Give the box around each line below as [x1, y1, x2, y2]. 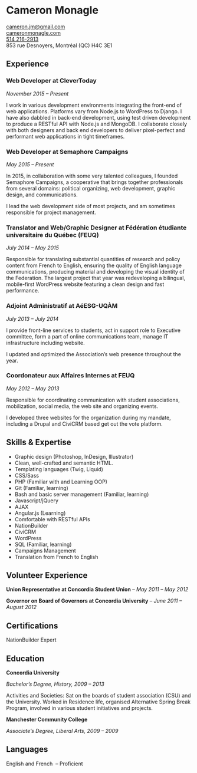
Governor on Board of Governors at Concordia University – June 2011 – [6, 597, 182, 604]
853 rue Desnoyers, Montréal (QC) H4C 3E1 [6, 42, 113, 49]
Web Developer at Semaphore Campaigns [6, 147, 129, 156]
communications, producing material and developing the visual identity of [6, 268, 185, 275]
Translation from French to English [14, 553, 98, 560]
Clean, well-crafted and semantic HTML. [14, 459, 113, 466]
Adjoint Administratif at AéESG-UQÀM [6, 302, 118, 310]
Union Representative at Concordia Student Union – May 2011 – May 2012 [6, 586, 189, 593]
